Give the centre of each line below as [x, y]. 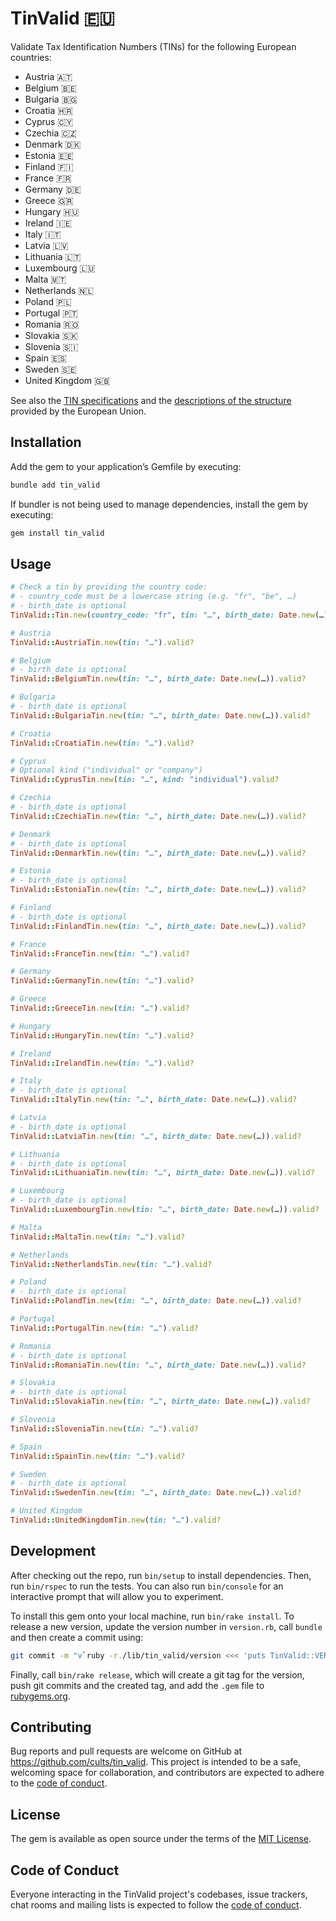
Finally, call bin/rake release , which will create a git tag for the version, [157, 1674]
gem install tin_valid [57, 533]
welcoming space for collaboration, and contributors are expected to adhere [167, 1773]
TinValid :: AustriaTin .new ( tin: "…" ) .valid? [102, 642]
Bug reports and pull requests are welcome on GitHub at [126, 1751]
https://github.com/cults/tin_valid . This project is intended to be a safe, [156, 1762]
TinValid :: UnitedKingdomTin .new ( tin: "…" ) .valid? [116, 1520]
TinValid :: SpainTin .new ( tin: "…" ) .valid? [98, 1456]
